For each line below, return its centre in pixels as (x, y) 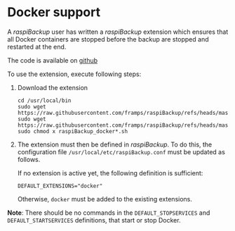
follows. (29, 159)
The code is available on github (53, 60)
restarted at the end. (37, 46)
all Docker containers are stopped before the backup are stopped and (108, 39)
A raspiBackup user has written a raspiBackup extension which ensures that (118, 32)
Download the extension (53, 87)
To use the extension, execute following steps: (74, 74)
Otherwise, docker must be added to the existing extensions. (105, 199)
